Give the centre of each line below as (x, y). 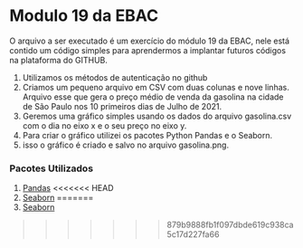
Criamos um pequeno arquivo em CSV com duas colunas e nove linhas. (156, 87)
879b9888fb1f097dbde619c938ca (230, 225)
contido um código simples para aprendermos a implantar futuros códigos (148, 50)
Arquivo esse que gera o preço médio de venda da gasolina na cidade (153, 97)
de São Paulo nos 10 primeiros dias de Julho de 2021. (122, 106)
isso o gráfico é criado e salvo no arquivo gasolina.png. (125, 145)
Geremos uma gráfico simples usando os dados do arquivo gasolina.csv (157, 116)
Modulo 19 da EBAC (84, 16)
